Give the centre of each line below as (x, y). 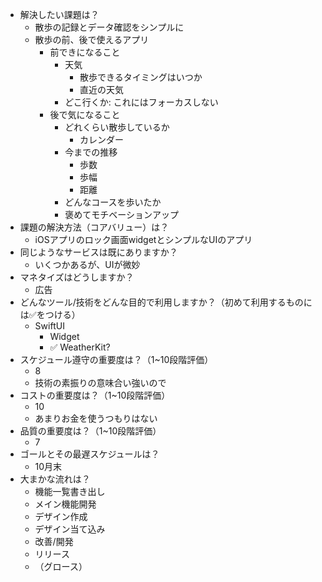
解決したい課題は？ (59, 14)
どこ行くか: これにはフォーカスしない (141, 102)
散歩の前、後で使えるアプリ (92, 39)
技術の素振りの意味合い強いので (100, 382)
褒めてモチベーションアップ (121, 214)
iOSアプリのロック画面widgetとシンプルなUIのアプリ (143, 239)
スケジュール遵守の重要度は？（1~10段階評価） (116, 359)
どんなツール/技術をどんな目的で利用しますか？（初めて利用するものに (166, 302)
